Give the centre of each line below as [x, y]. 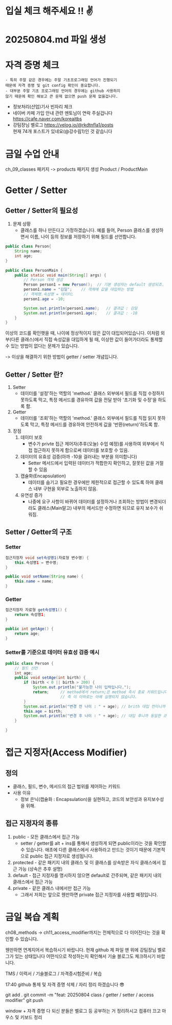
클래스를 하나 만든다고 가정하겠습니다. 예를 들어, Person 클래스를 [85, 230]
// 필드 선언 [26, 668]
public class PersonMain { [34, 270]
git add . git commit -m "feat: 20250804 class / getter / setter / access [80, 995]
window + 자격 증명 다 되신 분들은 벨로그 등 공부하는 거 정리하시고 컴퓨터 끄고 [83, 1011]
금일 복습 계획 [32, 917]
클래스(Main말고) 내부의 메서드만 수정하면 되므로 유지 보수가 [98, 508]
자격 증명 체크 [32, 65]
